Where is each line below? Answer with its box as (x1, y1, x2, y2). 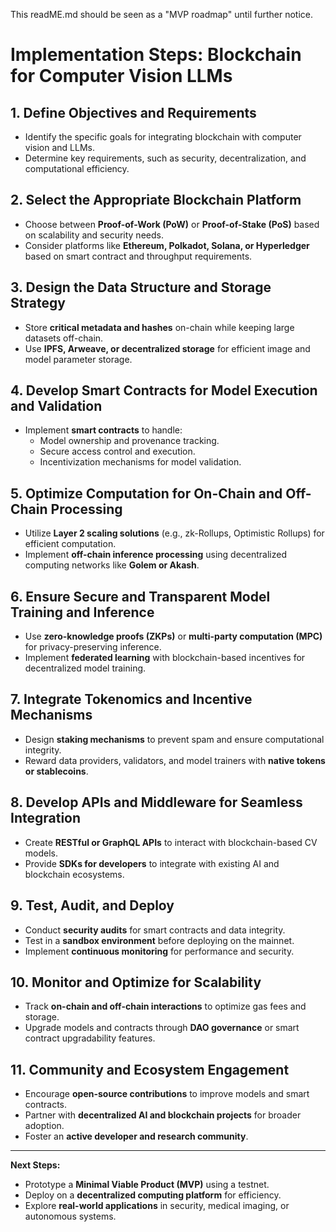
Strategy (10, 295, 66, 312)
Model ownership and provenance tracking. (39, 435, 220, 447)
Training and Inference (10, 604, 155, 621)
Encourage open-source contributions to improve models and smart (24, 1088, 310, 1100)
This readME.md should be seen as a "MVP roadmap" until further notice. (10, 9, 314, 20)
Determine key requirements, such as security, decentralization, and (24, 152, 307, 164)
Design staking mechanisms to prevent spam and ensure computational (24, 733, 325, 745)
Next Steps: (10, 1159, 61, 1171)
